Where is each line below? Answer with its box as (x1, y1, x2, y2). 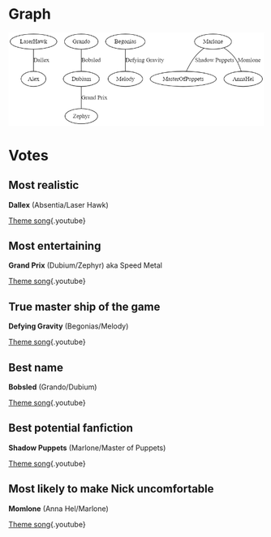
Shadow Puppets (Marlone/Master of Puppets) (8, 443, 166, 453)
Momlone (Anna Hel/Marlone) (8, 504, 110, 513)
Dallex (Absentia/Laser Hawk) (8, 200, 110, 209)
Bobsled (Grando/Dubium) (8, 382, 97, 392)
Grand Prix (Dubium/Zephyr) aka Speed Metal (8, 260, 162, 270)
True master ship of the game (8, 299, 161, 313)
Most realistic (8, 178, 80, 192)
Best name (8, 360, 63, 374)
